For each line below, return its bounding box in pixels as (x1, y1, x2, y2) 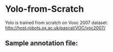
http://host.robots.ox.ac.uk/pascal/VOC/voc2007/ (5, 25, 106, 30)
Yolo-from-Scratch (5, 3, 85, 15)
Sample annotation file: (5, 39, 78, 48)
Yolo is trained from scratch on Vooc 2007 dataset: (5, 20, 108, 26)
